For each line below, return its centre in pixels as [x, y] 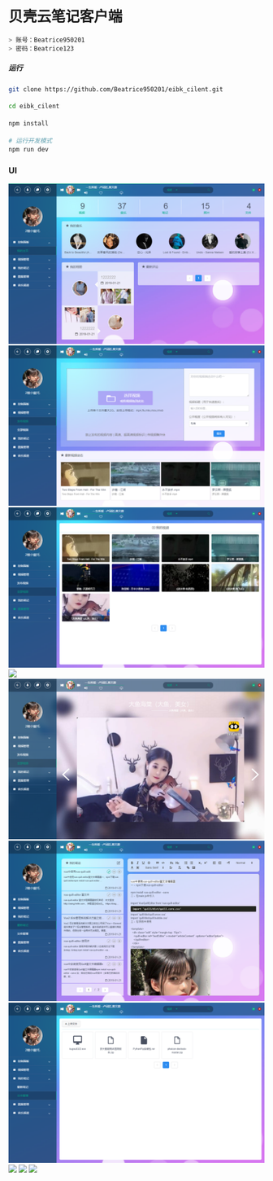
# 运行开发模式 [30, 140]
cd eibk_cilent [34, 107]
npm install [28, 124]
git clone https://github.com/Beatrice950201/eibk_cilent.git [116, 89]
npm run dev [28, 149]
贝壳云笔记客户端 [66, 17]
